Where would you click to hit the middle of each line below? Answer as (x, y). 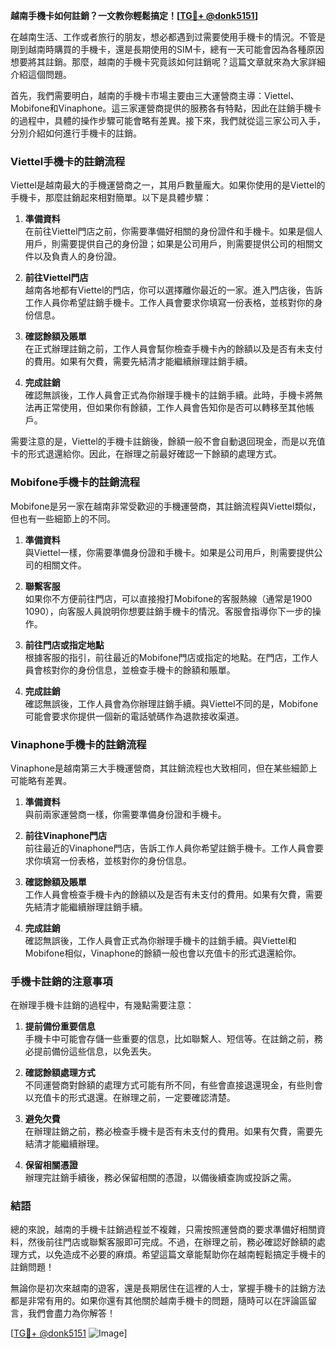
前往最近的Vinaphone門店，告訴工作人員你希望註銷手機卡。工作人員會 (169, 848)
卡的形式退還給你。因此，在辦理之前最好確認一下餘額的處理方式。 (146, 454)
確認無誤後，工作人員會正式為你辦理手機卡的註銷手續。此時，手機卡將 (169, 395)
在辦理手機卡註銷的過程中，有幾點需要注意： (102, 1005)
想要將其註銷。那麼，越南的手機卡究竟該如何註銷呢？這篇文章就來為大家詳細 (168, 62)
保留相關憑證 (51, 1165)
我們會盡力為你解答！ (71, 1313)
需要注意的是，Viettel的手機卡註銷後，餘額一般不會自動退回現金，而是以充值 (168, 441)
